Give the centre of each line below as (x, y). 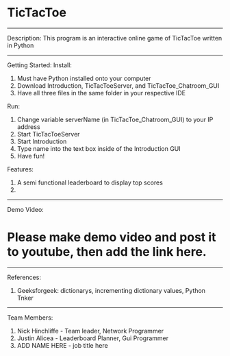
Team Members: (30, 318)
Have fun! (31, 156)
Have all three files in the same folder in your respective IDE (101, 93)
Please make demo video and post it (112, 237)
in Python (21, 45)
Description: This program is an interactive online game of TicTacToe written (115, 38)
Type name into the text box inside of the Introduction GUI (99, 148)
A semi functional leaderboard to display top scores (90, 182)
